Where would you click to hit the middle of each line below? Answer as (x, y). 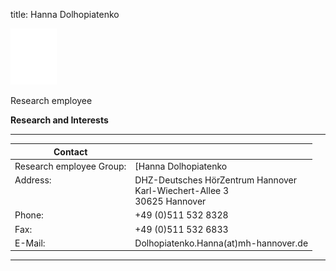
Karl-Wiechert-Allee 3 (182, 190)
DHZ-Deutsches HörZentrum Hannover (216, 180)
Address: (33, 180)
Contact (70, 151)
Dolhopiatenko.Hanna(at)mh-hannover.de (221, 243)
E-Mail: (30, 243)
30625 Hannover (170, 201)
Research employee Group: (70, 166)
